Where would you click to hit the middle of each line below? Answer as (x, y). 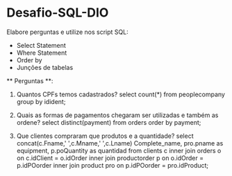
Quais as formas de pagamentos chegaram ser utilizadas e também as (117, 115)
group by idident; (41, 101)
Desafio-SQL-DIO (58, 13)
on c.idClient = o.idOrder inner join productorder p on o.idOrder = (110, 158)
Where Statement (42, 53)
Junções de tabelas (45, 67)
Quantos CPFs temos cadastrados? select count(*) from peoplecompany (121, 94)
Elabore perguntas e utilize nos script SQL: (68, 32)
